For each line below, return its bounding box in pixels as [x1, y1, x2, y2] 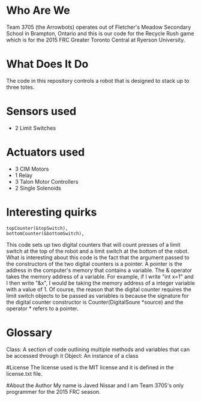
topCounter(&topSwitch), [6, 225, 68, 231]
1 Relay [14, 172, 33, 179]
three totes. [6, 83, 35, 91]
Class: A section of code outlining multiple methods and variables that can [6, 346, 190, 353]
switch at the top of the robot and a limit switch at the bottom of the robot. [6, 247, 189, 255]
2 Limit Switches [14, 124, 56, 131]
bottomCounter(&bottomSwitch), [6, 231, 85, 237]
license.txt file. [6, 370, 43, 377]
